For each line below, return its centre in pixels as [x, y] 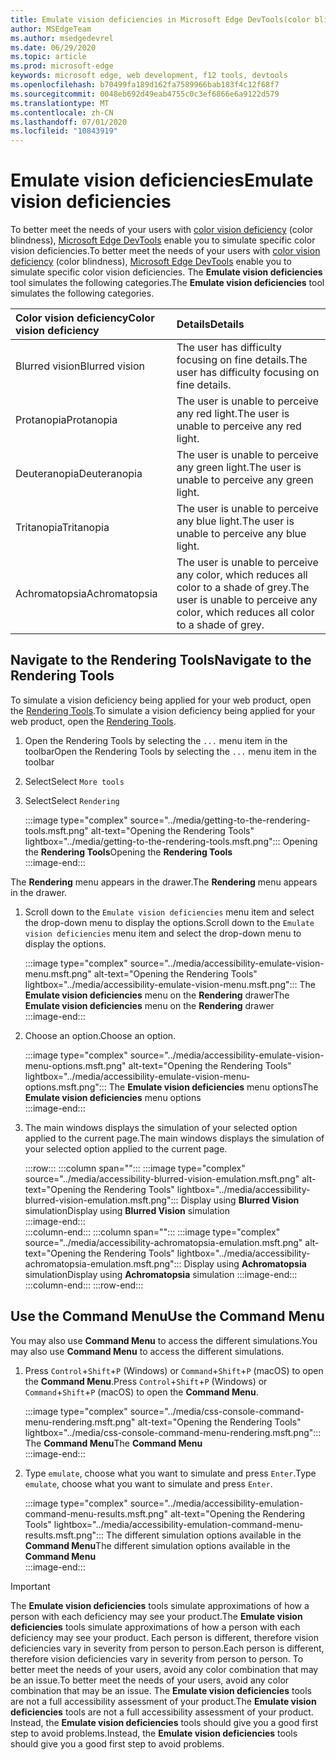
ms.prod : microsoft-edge [62, 66]
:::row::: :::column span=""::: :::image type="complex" [135, 1168]
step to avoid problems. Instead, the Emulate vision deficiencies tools [154, 1733]
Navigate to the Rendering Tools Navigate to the [161, 660]
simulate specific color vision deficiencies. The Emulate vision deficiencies [166, 272]
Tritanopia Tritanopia [62, 528]
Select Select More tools [74, 781]
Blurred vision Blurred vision [80, 366]
